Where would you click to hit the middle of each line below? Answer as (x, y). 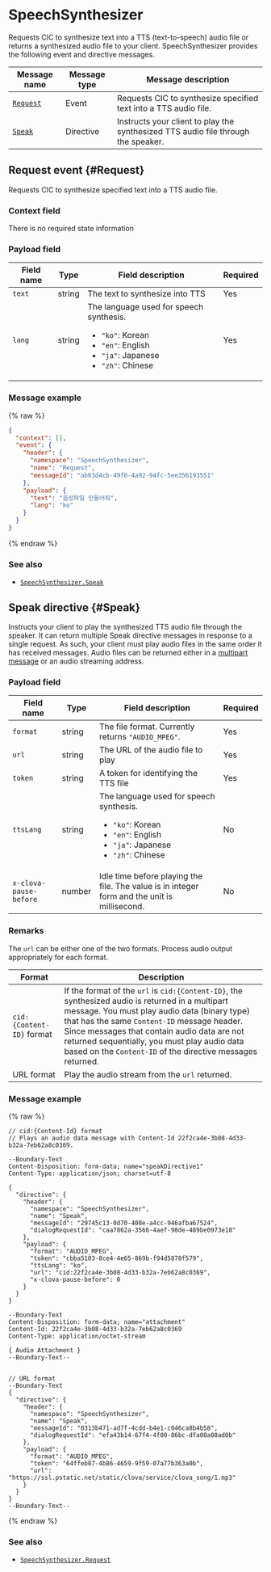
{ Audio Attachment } (45, 1350)
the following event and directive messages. (81, 54)
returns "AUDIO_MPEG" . (140, 737)
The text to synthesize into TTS (146, 294)
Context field (34, 210)
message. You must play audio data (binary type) (157, 1010)
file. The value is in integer (149, 887)
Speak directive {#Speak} (75, 607)
